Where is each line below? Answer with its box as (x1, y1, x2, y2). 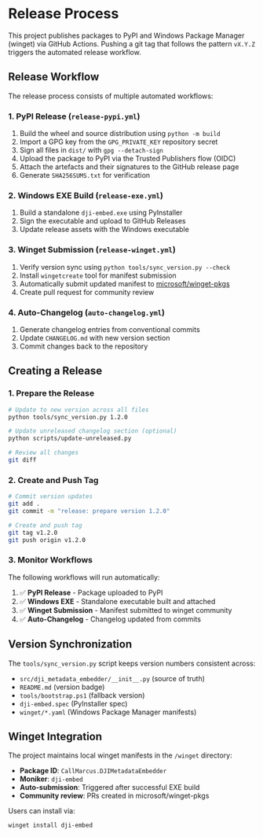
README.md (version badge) (19, 682, 105, 691)
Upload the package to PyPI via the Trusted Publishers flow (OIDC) (19, 154, 236, 164)
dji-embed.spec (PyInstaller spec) (19, 699, 128, 708)
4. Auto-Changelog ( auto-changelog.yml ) (8, 307, 166, 318)
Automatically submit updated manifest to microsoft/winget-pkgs (19, 278, 230, 288)
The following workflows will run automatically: (8, 572, 160, 582)
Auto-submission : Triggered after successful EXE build (19, 783, 200, 792)
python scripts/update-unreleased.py (8, 434, 132, 443)
